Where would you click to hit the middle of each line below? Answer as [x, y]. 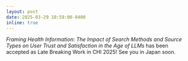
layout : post [22, 12]
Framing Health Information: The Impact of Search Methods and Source [94, 40]
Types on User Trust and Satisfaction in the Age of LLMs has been [87, 46]
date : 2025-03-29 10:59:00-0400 [46, 17]
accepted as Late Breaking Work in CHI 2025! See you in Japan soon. [91, 52]
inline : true [22, 23]
